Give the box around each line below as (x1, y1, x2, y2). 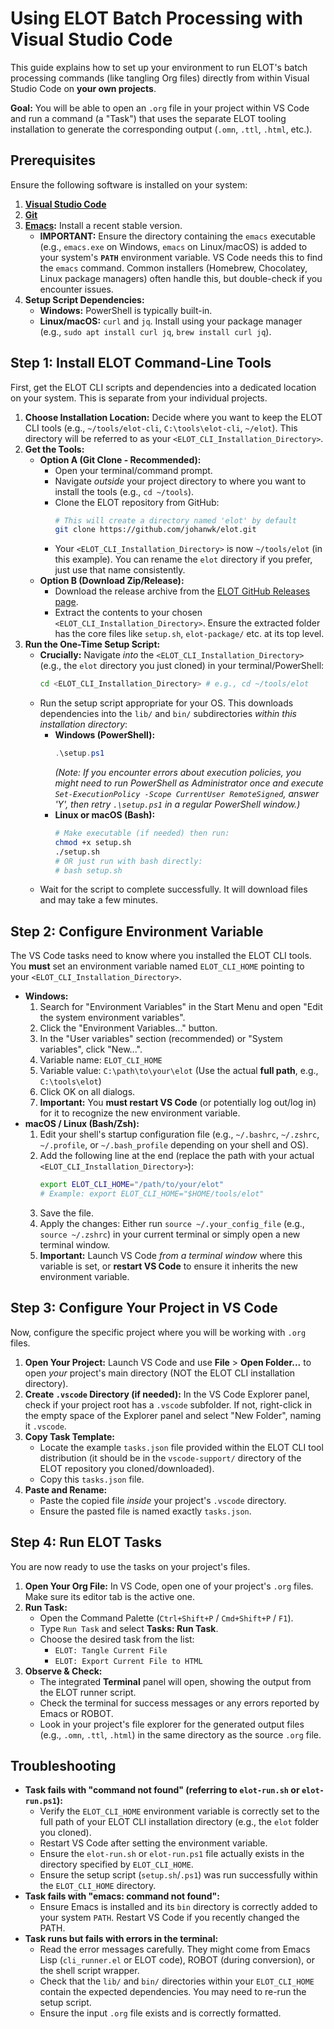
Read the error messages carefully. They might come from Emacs (39, 1943, 311, 1956)
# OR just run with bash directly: (54, 856, 203, 866)
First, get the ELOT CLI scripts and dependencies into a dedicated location (10, 381, 317, 393)
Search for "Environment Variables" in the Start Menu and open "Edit (39, 1001, 323, 1013)
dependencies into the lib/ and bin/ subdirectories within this (39, 708, 297, 720)
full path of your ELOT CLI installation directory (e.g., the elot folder (39, 1816, 320, 1828)
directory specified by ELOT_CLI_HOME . (39, 1858, 194, 1871)
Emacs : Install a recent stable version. (24, 219, 183, 231)
